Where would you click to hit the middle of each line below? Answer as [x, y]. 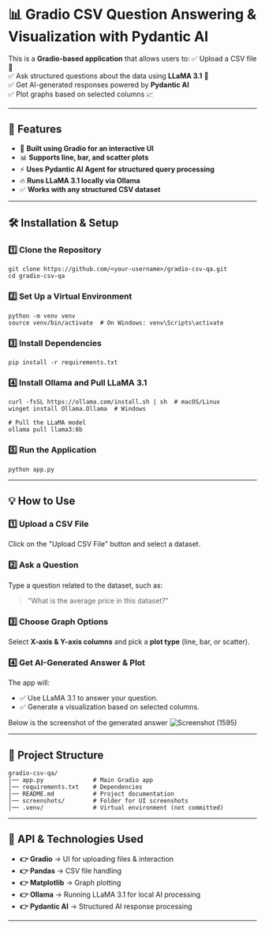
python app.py [32, 469]
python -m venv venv [42, 316]
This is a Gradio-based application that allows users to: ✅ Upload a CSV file [132, 58]
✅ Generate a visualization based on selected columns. [109, 707]
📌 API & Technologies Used [76, 839]
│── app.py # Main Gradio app [81, 780]
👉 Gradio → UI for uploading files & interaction [97, 859]
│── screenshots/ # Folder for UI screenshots [99, 801]
